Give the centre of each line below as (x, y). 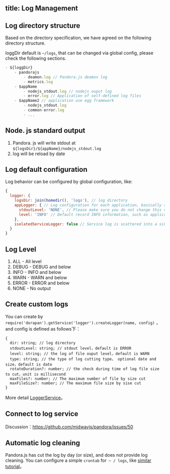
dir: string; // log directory (43, 343)
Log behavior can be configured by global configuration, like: (69, 181)
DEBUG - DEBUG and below (42, 267)
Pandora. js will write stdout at (44, 143)
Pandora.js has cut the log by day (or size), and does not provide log (76, 455)
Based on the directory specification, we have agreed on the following (78, 38)
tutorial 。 (15, 466)
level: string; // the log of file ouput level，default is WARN (80, 354)
